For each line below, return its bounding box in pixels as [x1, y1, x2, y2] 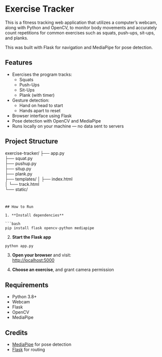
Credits [5, 328, 28, 337]
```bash [5, 221, 21, 226]
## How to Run [5, 204, 34, 209]
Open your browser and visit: [12, 252, 71, 258]
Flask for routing [12, 347, 45, 353]
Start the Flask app [12, 234, 51, 240]
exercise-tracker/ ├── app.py [5, 150, 65, 156]
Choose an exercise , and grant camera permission [12, 267, 114, 273]
